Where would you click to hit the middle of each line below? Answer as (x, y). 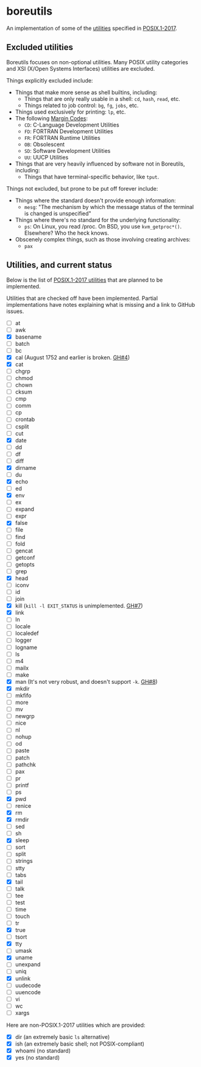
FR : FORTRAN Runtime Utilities (62, 137)
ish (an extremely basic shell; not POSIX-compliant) (80, 1044)
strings (24, 861)
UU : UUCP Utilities (46, 157)
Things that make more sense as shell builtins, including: (86, 92)
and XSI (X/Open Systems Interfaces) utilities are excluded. (81, 68)
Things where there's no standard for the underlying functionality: (98, 220)
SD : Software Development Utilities (67, 150)
